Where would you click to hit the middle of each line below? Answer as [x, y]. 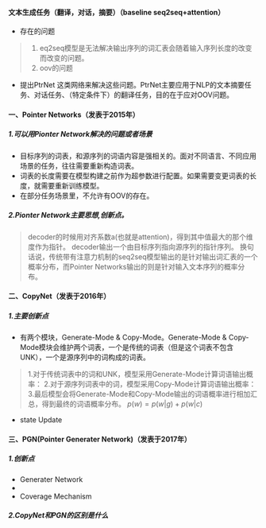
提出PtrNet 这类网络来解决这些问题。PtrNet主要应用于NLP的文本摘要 [132, 85]
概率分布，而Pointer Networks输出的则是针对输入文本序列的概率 [133, 266]
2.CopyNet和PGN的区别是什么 [58, 515]
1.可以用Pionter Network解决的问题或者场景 [80, 134]
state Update [41, 420]
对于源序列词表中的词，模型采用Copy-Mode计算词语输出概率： [153, 384]
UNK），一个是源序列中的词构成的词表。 [85, 357]
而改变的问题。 [64, 58]
